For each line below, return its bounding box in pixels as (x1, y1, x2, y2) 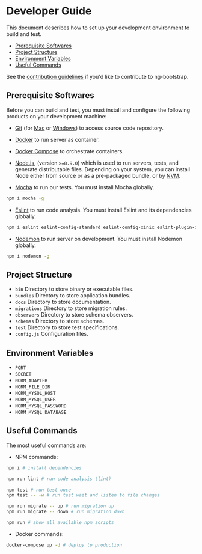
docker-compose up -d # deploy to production (6, 542, 122, 548)
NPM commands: (14, 453, 58, 460)
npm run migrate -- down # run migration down (6, 509, 125, 515)
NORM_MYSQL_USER (14, 397, 56, 403)
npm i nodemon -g (6, 253, 50, 259)
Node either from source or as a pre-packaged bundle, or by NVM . (14, 172, 181, 179)
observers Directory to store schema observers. (14, 311, 133, 318)
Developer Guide (6, 4, 92, 18)
